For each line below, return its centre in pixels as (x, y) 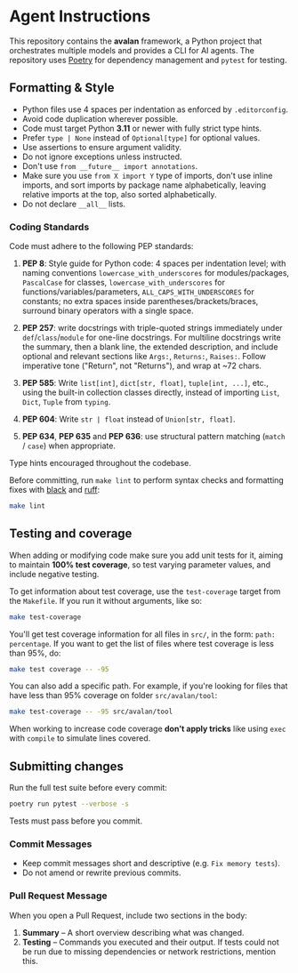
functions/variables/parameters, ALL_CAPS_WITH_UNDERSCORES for (138, 292)
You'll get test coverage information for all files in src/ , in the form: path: (142, 634)
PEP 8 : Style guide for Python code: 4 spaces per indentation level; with (154, 263)
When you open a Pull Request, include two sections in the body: (128, 915)
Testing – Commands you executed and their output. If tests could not (151, 942)
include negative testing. (54, 574)
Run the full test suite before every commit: (88, 788)
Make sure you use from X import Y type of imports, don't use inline (147, 175)
